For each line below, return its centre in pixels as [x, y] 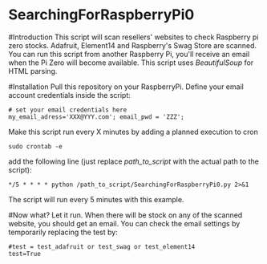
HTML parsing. [33, 71]
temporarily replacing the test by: [63, 232]
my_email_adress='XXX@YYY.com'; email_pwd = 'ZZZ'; [96, 117]
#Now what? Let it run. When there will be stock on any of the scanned [125, 215]
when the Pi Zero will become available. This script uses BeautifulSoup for [131, 63]
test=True [25, 254]
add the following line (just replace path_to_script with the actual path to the [133, 161]
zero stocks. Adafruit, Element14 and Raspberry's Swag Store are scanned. [133, 45]
